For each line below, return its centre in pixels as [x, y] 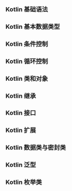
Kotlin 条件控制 [27, 44]
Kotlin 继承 [21, 95]
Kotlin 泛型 [21, 165]
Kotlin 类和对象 [27, 78]
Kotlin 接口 [21, 113]
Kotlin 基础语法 [27, 9]
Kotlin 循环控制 [27, 61]
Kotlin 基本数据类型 [33, 27]
